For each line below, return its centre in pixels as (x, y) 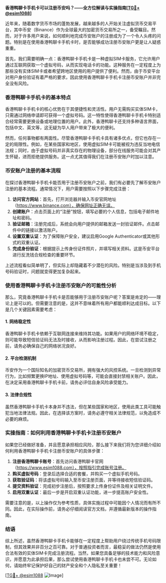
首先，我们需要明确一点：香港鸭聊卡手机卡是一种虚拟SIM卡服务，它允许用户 (83, 59)
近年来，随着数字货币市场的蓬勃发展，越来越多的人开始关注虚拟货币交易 (79, 23)
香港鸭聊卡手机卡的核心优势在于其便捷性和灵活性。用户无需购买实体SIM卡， (83, 109)
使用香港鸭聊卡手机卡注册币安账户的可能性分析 (61, 285)
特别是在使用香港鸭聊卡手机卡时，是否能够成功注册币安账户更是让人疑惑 (87, 42)
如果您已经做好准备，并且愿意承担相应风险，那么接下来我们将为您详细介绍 (81, 445)
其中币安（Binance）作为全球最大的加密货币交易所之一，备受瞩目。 (83, 30)
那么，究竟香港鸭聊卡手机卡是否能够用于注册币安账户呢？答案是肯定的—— (81, 297)
